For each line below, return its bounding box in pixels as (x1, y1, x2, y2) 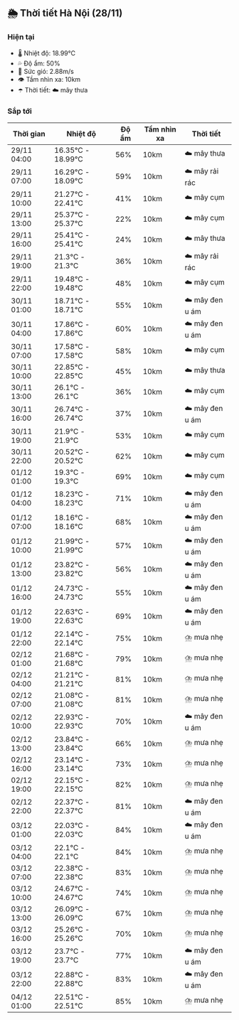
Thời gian (13, 129, 46, 139)
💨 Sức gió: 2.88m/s (17, 67, 75, 75)
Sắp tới (7, 106, 32, 116)
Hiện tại (7, 32, 35, 42)
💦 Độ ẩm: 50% (17, 59, 60, 68)
